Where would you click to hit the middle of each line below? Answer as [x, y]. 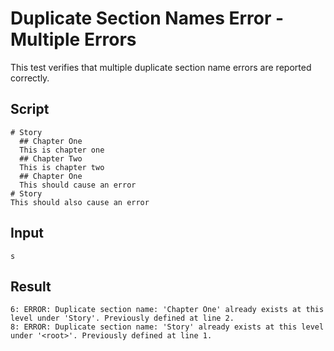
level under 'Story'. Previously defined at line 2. [122, 318]
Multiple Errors [73, 39]
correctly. [30, 78]
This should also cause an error [80, 202]
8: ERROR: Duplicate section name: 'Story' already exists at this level [167, 327]
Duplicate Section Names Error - [147, 18]
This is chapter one [62, 150]
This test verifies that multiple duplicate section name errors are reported [161, 67]
